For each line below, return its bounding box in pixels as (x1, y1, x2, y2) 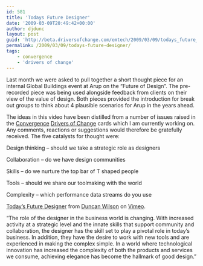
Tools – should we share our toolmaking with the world (6, 179, 142, 186)
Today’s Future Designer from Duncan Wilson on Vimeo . (6, 203, 146, 210)
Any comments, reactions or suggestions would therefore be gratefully (6, 126, 182, 133)
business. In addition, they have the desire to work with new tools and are (6, 233, 189, 241)
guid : (6, 37, 20, 43)
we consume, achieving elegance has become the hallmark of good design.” (6, 253, 197, 260)
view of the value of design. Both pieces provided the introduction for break (6, 95, 195, 103)
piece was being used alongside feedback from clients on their (30, 89, 187, 96)
